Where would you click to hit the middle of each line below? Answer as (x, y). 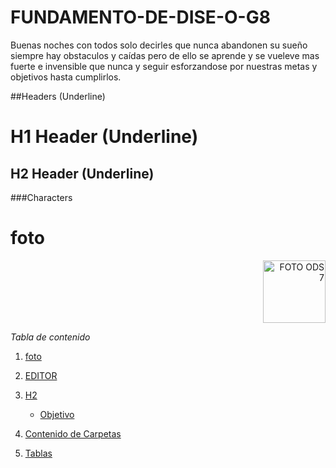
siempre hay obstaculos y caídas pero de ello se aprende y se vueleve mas (165, 55)
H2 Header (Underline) (82, 173)
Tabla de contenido (50, 337)
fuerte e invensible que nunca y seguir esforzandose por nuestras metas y (164, 66)
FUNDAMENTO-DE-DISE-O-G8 (140, 17)
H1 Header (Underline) (104, 137)
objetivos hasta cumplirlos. (66, 77)
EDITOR (41, 375)
